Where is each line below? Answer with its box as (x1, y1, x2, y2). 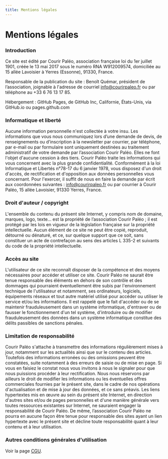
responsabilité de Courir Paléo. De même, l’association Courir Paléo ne (5, 408, 151, 414)
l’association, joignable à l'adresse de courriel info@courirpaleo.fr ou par (5, 84, 155, 90)
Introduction (5, 47, 36, 54)
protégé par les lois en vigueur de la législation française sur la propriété (5, 221, 155, 227)
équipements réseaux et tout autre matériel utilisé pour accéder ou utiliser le (5, 293, 163, 299)
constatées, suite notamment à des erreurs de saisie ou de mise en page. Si (5, 360, 162, 366)
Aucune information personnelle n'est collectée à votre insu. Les (5, 128, 138, 134)
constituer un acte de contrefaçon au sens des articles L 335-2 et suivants (5, 237, 159, 243)
